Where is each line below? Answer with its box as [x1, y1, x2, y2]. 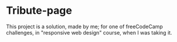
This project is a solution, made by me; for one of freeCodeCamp [6, 23, 163, 30]
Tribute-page [6, 4, 72, 17]
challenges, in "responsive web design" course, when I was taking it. [6, 29, 172, 36]
